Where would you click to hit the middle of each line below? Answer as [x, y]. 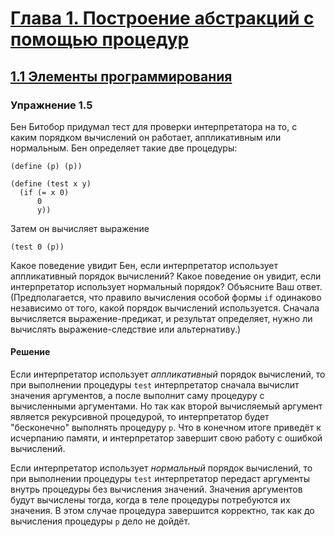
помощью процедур [100, 39]
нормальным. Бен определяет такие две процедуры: [124, 148]
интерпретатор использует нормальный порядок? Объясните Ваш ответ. [166, 286]
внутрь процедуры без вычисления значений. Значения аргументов [156, 489]
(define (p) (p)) [46, 166]
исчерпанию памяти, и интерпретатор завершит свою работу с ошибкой [166, 438]
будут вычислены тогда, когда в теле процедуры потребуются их [150, 500]
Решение [30, 352]
